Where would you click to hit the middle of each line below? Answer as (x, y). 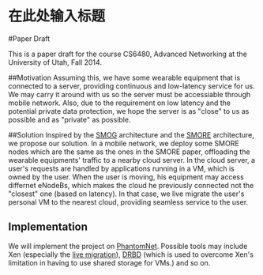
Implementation (48, 227)
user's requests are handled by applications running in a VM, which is (121, 168)
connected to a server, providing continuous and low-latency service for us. (131, 86)
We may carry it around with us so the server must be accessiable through (130, 94)
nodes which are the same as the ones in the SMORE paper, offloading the (129, 152)
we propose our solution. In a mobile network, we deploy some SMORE (124, 143)
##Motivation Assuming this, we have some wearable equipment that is (124, 77)
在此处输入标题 (57, 16)
